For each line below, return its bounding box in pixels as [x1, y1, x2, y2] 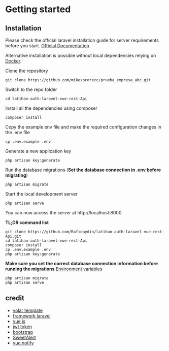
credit [5, 294, 24, 303]
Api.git [5, 234, 22, 239]
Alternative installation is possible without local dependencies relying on [5, 52, 156, 58]
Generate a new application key [5, 148, 72, 154]
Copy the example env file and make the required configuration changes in [5, 124, 161, 130]
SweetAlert [12, 334, 37, 340]
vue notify [12, 339, 34, 346]
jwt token [12, 324, 32, 330]
